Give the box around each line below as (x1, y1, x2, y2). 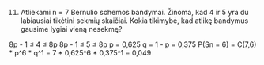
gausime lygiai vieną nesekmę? (20, 25, 123, 33)
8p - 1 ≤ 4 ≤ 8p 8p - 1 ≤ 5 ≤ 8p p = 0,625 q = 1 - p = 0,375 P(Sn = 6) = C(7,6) (9, 40, 257, 49)
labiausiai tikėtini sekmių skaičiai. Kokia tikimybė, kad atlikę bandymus (20, 16, 249, 25)
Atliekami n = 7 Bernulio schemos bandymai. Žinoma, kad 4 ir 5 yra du (20, 8, 249, 17)
